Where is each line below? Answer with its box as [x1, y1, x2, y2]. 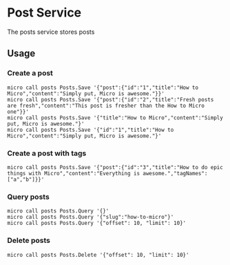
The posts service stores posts [7, 28, 95, 36]
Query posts [7, 192, 50, 202]
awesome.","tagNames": [142, 170, 208, 177]
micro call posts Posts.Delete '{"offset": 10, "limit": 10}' [7, 251, 189, 258]
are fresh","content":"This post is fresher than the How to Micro [7, 102, 205, 109]
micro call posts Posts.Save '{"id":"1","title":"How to [7, 126, 174, 133]
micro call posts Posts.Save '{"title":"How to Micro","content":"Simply [7, 114, 224, 121]
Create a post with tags [7, 148, 87, 158]
